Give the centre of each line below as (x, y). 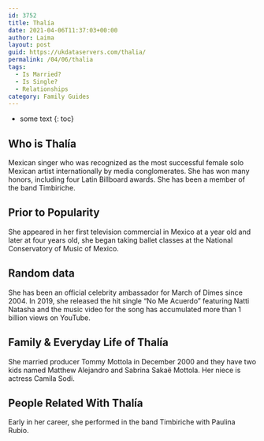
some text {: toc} (47, 119)
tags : (17, 67)
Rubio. (19, 431)
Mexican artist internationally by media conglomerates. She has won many (129, 171)
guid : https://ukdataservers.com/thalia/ (77, 52)
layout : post (30, 45)
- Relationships (42, 89)
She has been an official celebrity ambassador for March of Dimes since (125, 292)
